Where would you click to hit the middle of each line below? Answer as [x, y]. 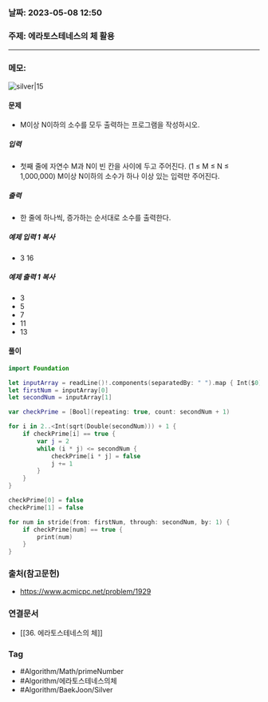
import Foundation [39, 368]
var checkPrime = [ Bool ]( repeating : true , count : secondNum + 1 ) [119, 412]
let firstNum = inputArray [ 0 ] [59, 390]
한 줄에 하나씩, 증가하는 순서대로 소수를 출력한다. [95, 217]
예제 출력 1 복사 [32, 277]
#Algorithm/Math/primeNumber [71, 672]
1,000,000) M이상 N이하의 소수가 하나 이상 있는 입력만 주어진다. [120, 176]
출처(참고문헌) [34, 574]
